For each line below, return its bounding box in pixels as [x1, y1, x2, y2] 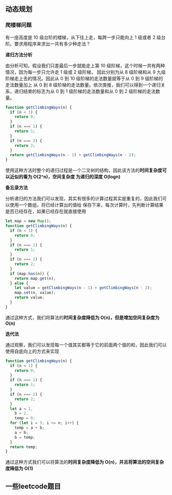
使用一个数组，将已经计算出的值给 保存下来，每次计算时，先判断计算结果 [9, 202, 164, 208]
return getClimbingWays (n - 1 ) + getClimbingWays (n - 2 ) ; [10, 153, 137, 158]
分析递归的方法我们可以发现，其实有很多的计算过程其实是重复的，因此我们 [5, 196, 162, 202]
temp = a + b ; [14, 425, 45, 430]
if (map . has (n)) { [10, 271, 50, 276]
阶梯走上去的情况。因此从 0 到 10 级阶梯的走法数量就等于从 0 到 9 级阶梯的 [5, 75, 163, 81]
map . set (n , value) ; [14, 290, 56, 295]
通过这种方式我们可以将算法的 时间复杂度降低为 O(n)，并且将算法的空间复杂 [5, 459, 164, 465]
